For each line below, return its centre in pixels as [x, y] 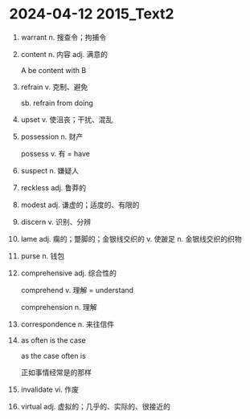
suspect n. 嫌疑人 [50, 170]
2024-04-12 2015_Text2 [92, 14]
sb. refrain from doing [57, 103]
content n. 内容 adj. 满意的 [64, 54]
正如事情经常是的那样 [56, 372]
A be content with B [53, 70]
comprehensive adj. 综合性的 [69, 273]
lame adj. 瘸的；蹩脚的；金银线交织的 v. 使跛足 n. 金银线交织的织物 [131, 238]
